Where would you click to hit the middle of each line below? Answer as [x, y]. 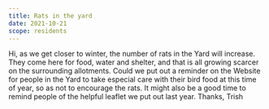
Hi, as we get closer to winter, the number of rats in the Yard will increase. [132, 54]
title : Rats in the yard [50, 16]
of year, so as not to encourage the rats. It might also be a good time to [127, 88]
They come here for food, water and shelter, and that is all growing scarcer [134, 62]
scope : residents [38, 31]
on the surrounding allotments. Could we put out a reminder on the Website [134, 71]
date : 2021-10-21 [38, 23]
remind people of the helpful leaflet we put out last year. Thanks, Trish [126, 97]
